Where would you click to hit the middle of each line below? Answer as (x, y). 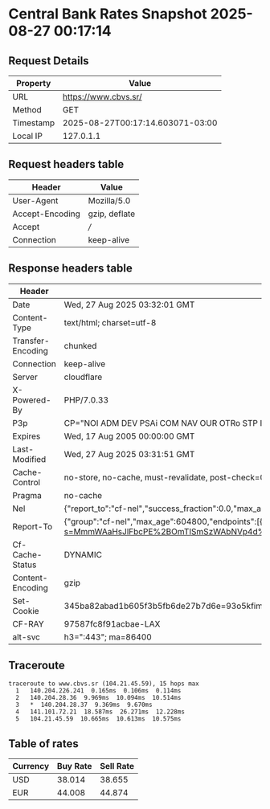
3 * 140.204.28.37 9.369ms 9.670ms (84, 705)
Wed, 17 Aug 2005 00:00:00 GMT (129, 436)
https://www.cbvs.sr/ (102, 97)
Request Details (49, 61)
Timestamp (34, 123)
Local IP (27, 136)
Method (27, 110)
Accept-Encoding (46, 214)
